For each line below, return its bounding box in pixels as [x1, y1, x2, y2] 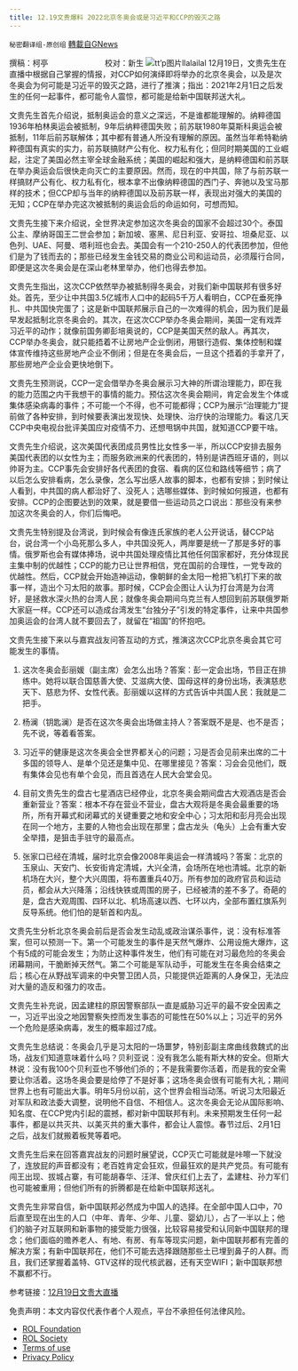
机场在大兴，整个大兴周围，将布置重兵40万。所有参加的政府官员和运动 [21, 873, 281, 884]
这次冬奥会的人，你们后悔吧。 [16, 508, 126, 518]
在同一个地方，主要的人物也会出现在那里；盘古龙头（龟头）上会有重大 [21, 821, 279, 831]
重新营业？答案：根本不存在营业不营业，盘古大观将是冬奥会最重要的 [21, 798, 271, 809]
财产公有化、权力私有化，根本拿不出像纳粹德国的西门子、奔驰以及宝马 [24, 176, 281, 187]
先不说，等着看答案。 [21, 727, 100, 738]
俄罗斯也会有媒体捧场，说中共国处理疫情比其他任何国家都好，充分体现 [24, 549, 281, 559]
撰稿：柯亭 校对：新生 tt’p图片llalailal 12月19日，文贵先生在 [9, 57, 286, 68]
